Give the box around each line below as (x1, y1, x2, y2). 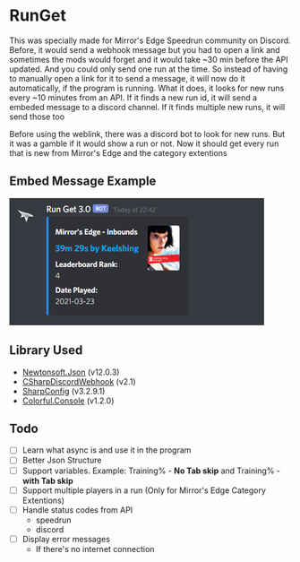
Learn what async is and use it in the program (21, 445, 192, 455)
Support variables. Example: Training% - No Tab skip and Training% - (21, 465, 280, 476)
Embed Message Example (9, 174, 157, 189)
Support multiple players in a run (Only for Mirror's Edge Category (21, 485, 267, 496)
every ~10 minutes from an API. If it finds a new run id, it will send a (9, 91, 258, 103)
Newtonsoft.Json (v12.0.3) (21, 367, 120, 377)
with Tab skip (21, 475, 73, 486)
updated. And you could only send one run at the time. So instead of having (9, 64, 288, 74)
